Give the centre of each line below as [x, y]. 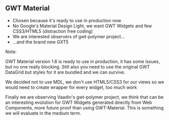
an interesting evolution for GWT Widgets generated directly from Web [79, 102]
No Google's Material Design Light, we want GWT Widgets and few [82, 26]
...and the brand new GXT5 [41, 42]
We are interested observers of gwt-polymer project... [69, 36]
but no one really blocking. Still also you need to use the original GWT [78, 67]
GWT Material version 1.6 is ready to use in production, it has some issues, [83, 61]
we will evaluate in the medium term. [43, 113]
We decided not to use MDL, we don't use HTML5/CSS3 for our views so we [85, 82]
